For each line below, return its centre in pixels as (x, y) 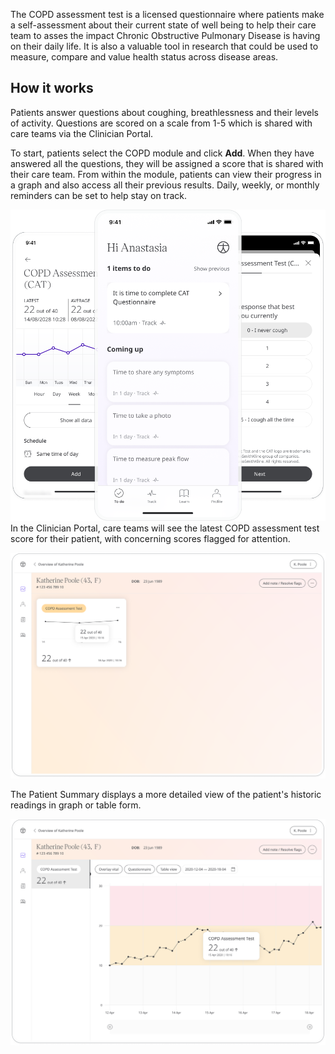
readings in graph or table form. (76, 805)
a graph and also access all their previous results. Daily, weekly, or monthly (165, 185)
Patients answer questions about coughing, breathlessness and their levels (165, 112)
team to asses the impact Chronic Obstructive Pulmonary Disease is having (165, 35)
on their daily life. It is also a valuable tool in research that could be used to (164, 46)
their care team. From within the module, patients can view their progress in (166, 174)
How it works (52, 88)
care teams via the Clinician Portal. (82, 133)
